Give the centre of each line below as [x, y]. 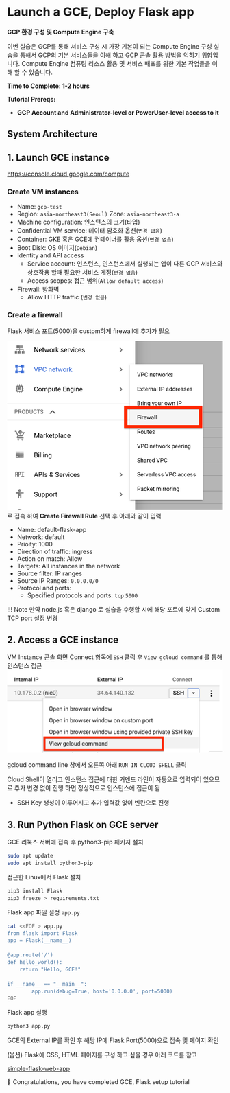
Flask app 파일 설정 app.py [43, 912]
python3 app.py [29, 1026]
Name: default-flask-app [52, 529]
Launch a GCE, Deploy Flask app [101, 12]
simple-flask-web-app [39, 1069]
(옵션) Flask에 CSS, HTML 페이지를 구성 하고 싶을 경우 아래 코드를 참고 [102, 1055]
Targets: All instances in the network [68, 566]
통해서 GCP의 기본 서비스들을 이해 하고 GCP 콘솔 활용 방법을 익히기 [110, 55]
